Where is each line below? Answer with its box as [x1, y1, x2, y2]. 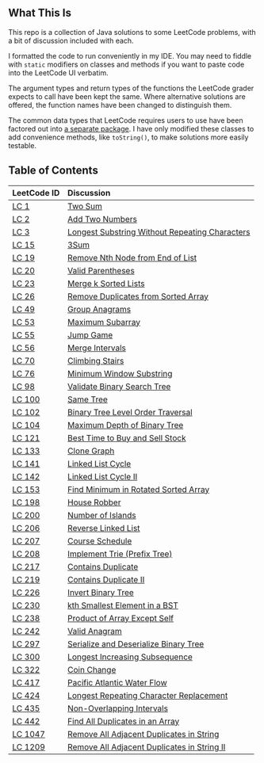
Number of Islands [67, 509, 136, 521]
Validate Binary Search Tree [67, 380, 171, 391]
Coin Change [67, 664, 117, 675]
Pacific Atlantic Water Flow [67, 677, 168, 688]
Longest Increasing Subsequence [67, 651, 193, 662]
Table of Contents [8, 164, 99, 177]
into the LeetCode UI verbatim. [8, 67, 109, 78]
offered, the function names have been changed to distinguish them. [8, 100, 232, 109]
